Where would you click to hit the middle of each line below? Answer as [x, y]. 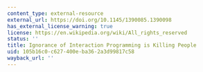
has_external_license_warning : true [60, 26]
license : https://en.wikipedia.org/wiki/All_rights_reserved [97, 33]
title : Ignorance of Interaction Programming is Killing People [102, 45]
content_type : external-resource [55, 13]
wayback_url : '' [30, 58]
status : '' [23, 39]
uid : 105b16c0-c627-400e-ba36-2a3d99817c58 [71, 52]
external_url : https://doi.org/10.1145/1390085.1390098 [89, 20]
